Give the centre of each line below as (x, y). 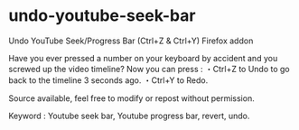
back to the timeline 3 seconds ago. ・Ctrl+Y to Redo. (108, 80)
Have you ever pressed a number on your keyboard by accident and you (143, 58)
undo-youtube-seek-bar (102, 16)
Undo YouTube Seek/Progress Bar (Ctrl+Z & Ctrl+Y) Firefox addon (131, 41)
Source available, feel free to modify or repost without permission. (131, 98)
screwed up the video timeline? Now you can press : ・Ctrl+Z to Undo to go (149, 69)
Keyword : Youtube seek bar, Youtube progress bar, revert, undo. (129, 116)
